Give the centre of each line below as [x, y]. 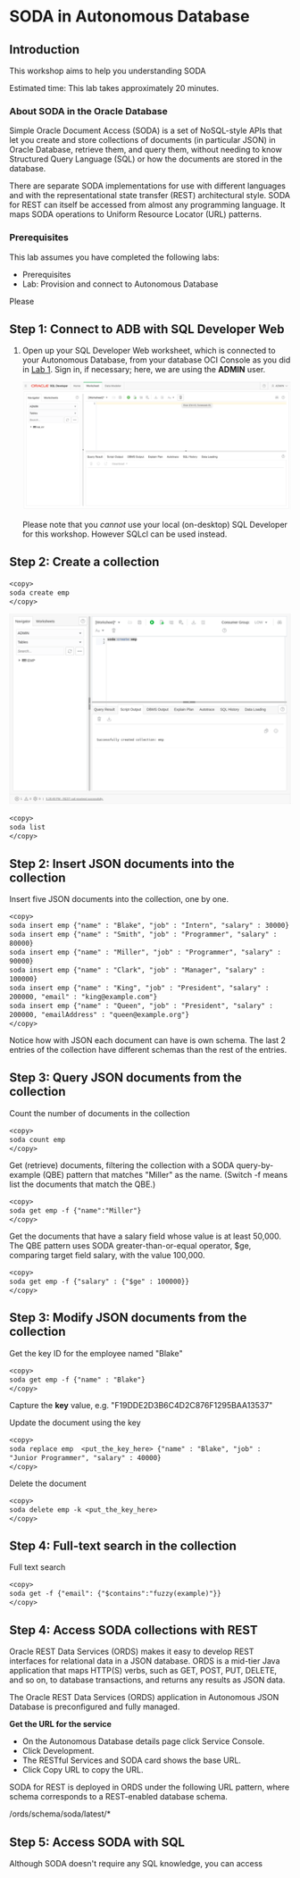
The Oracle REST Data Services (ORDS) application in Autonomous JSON [144, 1698]
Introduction [45, 50]
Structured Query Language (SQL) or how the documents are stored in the [146, 159]
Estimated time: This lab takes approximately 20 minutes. [114, 88]
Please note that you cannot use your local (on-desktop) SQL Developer [155, 524]
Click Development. [58, 1751]
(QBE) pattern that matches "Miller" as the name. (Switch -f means [165, 1174]
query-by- [255, 1165]
